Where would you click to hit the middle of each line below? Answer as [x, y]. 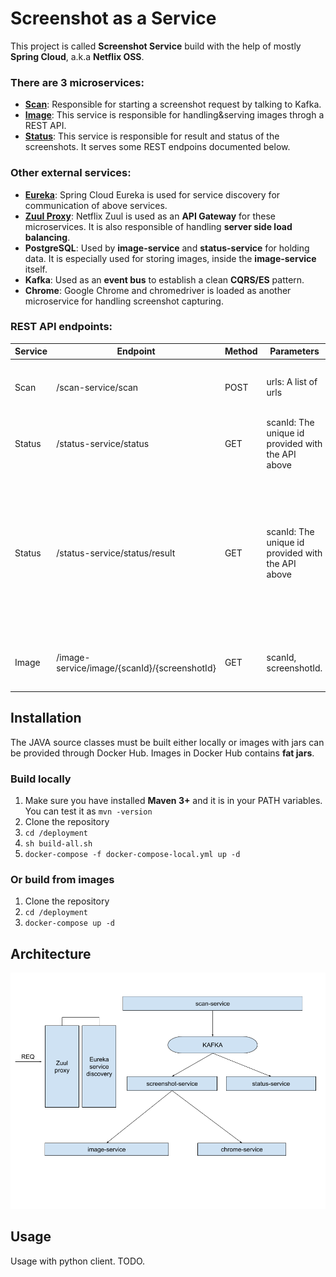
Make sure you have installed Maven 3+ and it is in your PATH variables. [173, 800]
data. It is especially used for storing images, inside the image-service [170, 258]
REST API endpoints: [61, 327]
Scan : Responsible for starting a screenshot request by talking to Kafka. [173, 104]
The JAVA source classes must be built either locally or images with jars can [167, 742]
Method [241, 351]
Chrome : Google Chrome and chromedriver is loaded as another [158, 290]
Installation [46, 718]
